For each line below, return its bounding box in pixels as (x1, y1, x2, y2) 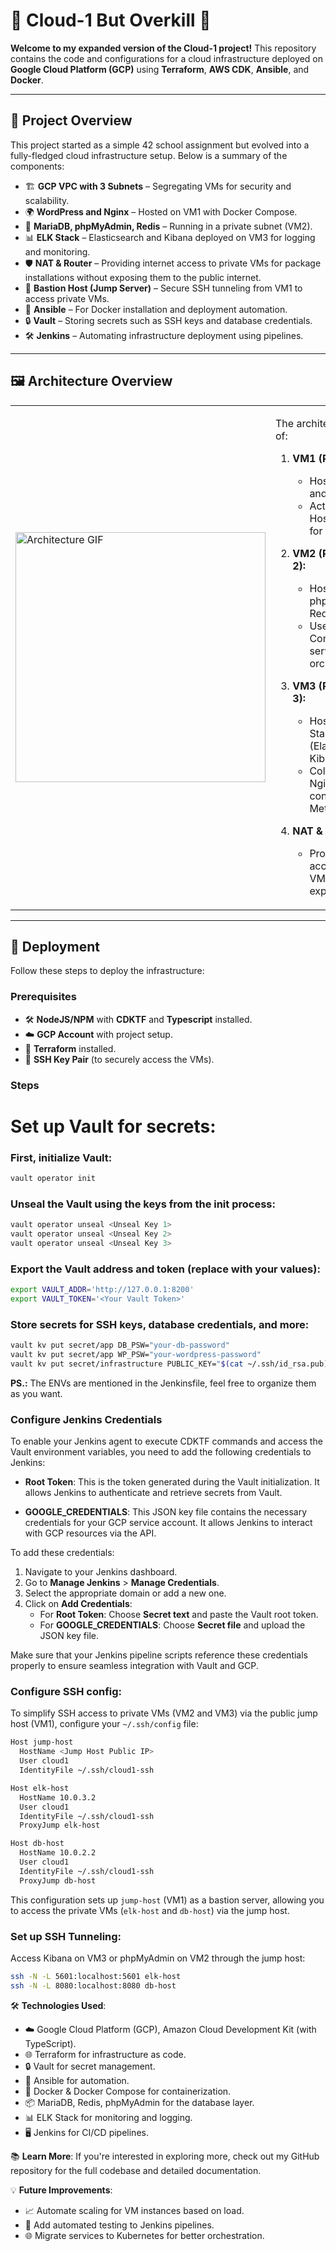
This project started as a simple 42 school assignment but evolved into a (10, 139, 310, 151)
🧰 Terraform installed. (24, 1042, 117, 1054)
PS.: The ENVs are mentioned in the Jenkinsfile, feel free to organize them (10, 1377, 317, 1389)
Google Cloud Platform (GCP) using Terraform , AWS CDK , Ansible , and (10, 63, 310, 75)
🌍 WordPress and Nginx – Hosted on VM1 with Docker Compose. (24, 205, 298, 218)
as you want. (10, 1387, 63, 1399)
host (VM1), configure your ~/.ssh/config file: (10, 1718, 199, 1730)
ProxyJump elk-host (19, 1820, 101, 1831)
